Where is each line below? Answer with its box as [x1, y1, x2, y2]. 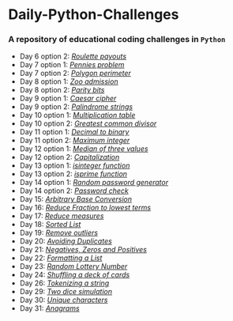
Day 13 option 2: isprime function [19, 169, 128, 179]
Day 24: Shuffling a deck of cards [19, 270, 130, 280]
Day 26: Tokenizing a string [19, 278, 110, 288]
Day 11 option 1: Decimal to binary [19, 127, 130, 137]
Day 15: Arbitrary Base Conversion [19, 194, 133, 204]
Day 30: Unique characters [19, 295, 108, 305]
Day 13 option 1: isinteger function [19, 160, 130, 171]
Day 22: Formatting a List [19, 253, 103, 262]
